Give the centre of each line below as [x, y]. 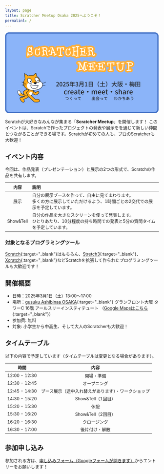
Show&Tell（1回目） [95, 399]
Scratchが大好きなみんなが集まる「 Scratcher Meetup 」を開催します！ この [81, 122]
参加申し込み [24, 448]
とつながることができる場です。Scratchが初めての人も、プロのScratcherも [80, 134]
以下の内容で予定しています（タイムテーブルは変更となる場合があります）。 [81, 356]
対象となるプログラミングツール [42, 243]
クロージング [95, 422]
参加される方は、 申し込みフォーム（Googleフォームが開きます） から [74, 460]
